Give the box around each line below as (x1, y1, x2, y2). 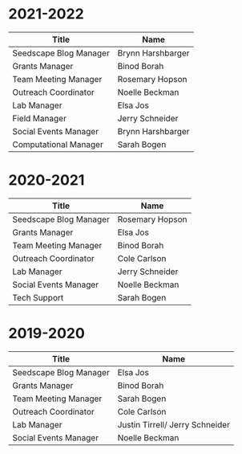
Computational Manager (12, 138, 104, 149)
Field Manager (12, 112, 67, 124)
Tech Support (12, 292, 64, 303)
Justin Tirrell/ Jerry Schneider (117, 419, 231, 430)
